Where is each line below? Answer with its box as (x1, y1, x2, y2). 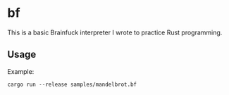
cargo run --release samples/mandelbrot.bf (7, 81, 137, 88)
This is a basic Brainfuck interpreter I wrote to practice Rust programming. (7, 28, 223, 37)
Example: (7, 67, 35, 75)
